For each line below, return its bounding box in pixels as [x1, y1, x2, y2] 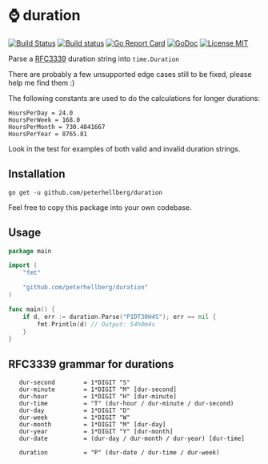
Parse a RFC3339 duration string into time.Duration [8, 54, 180, 63]
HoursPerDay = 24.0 [8, 109, 74, 117]
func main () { [8, 305, 56, 313]
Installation [8, 167, 66, 181]
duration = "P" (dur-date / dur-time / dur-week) [18, 449, 220, 457]
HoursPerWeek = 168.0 [8, 115, 81, 124]
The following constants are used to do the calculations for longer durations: [8, 93, 261, 103]
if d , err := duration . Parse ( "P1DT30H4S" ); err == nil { [22, 313, 217, 321]
